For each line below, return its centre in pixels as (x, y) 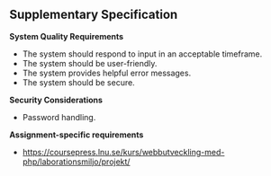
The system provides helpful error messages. (107, 73)
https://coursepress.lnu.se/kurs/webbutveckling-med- (123, 152)
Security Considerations (56, 100)
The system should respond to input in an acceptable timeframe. (142, 54)
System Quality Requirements (67, 36)
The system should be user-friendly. (90, 63)
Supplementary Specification (94, 15)
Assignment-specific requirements (77, 135)
